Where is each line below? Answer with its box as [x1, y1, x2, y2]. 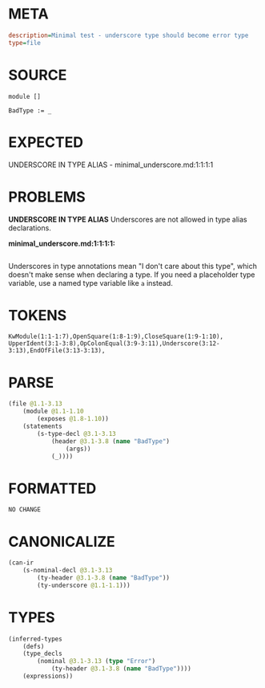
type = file [8, 39, 42, 47]
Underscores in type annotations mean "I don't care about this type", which [8, 261, 258, 271]
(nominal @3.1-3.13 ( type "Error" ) [37, 657, 156, 666]
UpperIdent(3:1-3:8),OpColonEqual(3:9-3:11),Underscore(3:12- [8, 340, 220, 348]
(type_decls [22, 649, 62, 658]
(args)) [65, 445, 91, 453]
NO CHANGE [8, 506, 42, 514]
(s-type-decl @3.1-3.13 [37, 429, 116, 438]
